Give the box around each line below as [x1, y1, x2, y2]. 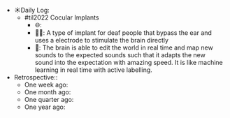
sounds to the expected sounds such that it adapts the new [34, 51, 206, 59]
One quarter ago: [24, 96, 74, 103]
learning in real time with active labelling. [34, 66, 152, 74]
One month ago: [24, 88, 71, 96]
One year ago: [24, 103, 66, 111]
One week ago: [24, 80, 69, 89]
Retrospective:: [13, 73, 58, 81]
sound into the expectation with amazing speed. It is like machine [34, 59, 223, 66]
